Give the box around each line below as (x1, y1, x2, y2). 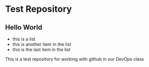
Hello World (5, 23, 42, 32)
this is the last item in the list (12, 47, 71, 52)
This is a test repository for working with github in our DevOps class (5, 56, 144, 62)
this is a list (12, 36, 36, 42)
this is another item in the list (12, 41, 72, 47)
